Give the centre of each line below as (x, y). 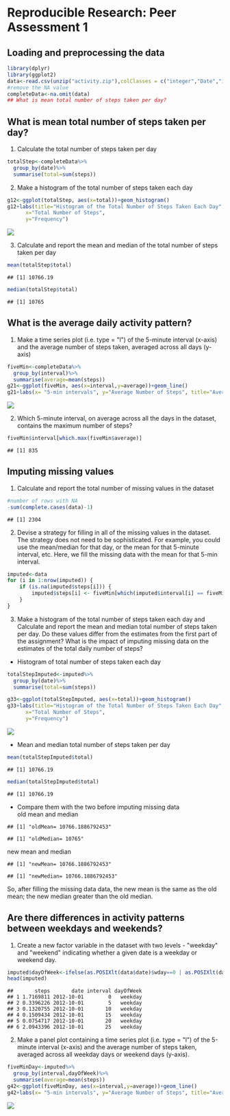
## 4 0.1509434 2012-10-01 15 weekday (75, 1015)
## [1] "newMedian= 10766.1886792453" (62, 876)
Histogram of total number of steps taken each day (89, 662)
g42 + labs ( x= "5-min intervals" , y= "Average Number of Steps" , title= (108, 1093)
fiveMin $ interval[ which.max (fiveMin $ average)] (75, 438)
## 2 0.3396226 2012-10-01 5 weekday (75, 1003)
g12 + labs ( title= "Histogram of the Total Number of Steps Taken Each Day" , (116, 207)
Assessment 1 (48, 27)
